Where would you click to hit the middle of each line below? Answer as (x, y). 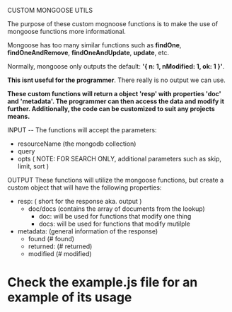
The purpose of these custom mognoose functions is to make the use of (112, 24)
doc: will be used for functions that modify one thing (115, 216)
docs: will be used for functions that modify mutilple (115, 224)
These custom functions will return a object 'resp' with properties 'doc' (114, 94)
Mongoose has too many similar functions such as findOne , (94, 45)
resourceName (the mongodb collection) (77, 144)
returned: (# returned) (60, 246)
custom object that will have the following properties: (85, 187)
